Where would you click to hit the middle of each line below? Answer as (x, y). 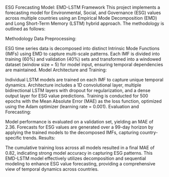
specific (14, 138)
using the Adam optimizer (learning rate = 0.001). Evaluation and (72, 106)
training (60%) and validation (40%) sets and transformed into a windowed (83, 59)
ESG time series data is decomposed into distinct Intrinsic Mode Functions (82, 48)
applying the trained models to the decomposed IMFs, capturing (72, 132)
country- (149, 132)
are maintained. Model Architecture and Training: (56, 70)
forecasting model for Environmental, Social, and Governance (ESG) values (83, 13)
